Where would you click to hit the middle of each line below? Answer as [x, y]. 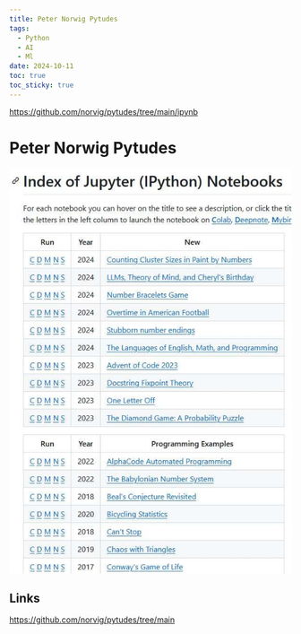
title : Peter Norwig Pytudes [64, 19]
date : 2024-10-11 [42, 66]
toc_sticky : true [42, 85]
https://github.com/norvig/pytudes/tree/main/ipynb [104, 111]
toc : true [28, 76]
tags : [19, 28]
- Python [34, 38]
